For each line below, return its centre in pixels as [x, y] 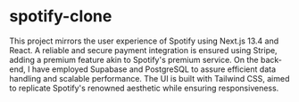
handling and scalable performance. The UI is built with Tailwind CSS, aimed [149, 78]
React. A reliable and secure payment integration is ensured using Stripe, [144, 50]
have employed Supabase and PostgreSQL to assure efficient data [154, 69]
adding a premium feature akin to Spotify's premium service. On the [134, 59]
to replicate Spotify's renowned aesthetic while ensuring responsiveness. [144, 88]
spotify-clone [61, 16]
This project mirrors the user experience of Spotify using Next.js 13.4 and [144, 41]
